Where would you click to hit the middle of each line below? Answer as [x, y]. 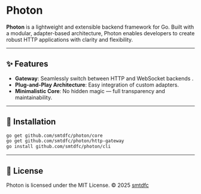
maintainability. [33, 97]
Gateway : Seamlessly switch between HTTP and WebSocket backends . [104, 78]
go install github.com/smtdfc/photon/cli [59, 147]
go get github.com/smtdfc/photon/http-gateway [65, 141]
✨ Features [27, 64]
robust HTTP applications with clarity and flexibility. [70, 39]
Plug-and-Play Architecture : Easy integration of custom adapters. [97, 85]
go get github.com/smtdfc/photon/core [54, 136]
